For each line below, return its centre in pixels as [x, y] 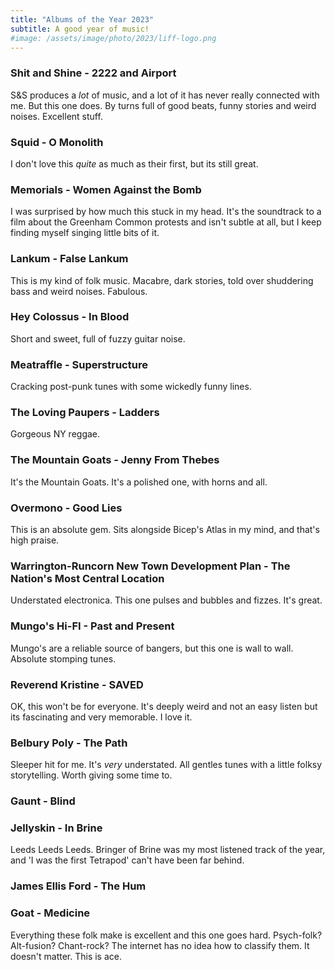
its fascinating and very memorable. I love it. [101, 717]
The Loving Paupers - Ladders [85, 413]
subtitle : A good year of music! [80, 29]
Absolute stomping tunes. [63, 658]
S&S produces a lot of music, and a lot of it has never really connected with [165, 95]
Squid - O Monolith [57, 142]
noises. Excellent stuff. [56, 116]
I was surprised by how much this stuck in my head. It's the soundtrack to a [166, 212]
